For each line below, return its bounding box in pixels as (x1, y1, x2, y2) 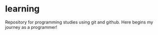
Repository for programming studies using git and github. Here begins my (5, 19, 153, 25)
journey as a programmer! (5, 24, 58, 30)
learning (5, 3, 40, 14)
